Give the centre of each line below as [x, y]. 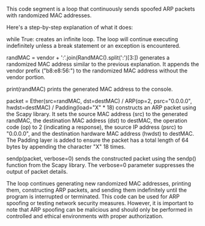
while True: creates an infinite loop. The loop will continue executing [92, 39]
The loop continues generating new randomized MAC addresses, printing [99, 183]
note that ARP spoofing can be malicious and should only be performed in [99, 209]
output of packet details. [37, 172]
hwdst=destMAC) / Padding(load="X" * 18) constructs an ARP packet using [101, 107]
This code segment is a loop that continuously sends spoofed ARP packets [101, 9]
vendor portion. [26, 77]
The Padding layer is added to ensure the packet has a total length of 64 [97, 140]
